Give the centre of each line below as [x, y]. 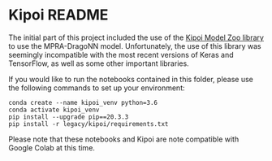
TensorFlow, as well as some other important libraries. [99, 63]
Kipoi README [58, 15]
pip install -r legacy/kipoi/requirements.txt [89, 124]
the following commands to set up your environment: [97, 88]
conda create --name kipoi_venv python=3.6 [83, 102]
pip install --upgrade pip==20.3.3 [69, 117]
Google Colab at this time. [52, 147]
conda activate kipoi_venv [54, 110]
